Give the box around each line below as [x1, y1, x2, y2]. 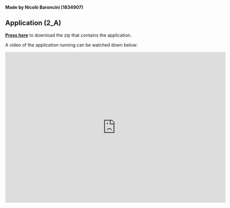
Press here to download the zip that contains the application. [5, 32, 132, 38]
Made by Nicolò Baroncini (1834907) [5, 5, 84, 10]
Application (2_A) [5, 19, 61, 27]
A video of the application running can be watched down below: [5, 42, 138, 48]
